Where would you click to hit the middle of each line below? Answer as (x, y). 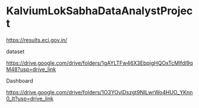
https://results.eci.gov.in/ (37, 40)
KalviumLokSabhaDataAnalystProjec (99, 11)
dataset (15, 51)
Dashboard (20, 81)
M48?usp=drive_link (31, 69)
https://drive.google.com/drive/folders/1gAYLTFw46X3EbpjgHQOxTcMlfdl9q (99, 63)
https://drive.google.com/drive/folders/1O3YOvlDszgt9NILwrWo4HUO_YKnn (99, 92)
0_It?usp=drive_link (30, 99)
